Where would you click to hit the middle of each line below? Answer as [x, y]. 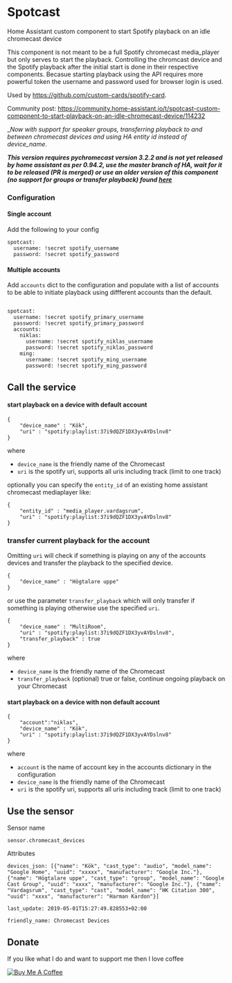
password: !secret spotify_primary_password [79, 323]
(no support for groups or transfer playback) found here [90, 179]
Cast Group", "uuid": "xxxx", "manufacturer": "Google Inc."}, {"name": [114, 884]
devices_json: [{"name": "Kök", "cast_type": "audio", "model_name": [110, 866]
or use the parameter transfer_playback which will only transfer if [101, 601]
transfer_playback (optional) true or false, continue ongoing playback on [121, 679]
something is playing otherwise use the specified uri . [83, 608]
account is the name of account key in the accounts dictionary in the [114, 767]
